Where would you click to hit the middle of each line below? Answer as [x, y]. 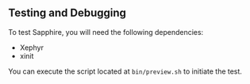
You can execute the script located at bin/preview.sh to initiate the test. [125, 71]
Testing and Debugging [67, 13]
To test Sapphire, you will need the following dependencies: [106, 32]
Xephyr [31, 48]
